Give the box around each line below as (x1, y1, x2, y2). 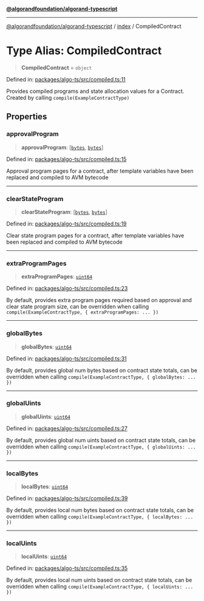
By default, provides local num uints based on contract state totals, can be (6, 577, 192, 584)
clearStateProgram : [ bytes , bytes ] (21, 208, 107, 215)
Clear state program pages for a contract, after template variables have (6, 232, 185, 239)
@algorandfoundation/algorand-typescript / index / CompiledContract (6, 22, 182, 30)
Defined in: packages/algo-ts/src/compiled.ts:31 (6, 355, 127, 362)
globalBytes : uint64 (21, 343, 72, 350)
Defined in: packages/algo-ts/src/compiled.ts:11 (6, 75, 126, 83)
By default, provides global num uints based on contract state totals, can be (6, 436, 196, 444)
